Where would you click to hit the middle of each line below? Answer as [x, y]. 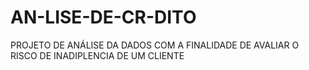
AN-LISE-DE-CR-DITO [103, 17]
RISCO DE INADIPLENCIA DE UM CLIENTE [97, 55]
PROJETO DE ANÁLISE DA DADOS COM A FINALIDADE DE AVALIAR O [155, 45]
